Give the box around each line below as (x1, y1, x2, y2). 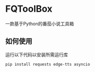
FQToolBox (5, 3, 53, 15)
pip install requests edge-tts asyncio (5, 62, 90, 67)
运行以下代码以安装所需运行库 (5, 52, 68, 58)
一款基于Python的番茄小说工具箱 (5, 20, 74, 27)
